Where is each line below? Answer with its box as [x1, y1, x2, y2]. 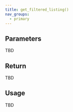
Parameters [5, 34, 42, 43]
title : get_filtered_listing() [5, 7, 69, 12]
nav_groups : [5, 12, 29, 17]
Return [5, 62, 26, 70]
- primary [9, 16, 29, 21]
